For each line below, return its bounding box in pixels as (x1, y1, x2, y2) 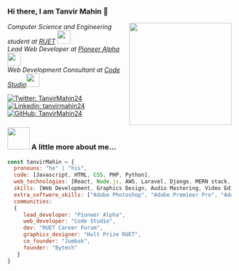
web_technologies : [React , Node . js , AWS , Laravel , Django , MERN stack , (14, 178, 231, 186)
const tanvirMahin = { (7, 158, 75, 166)
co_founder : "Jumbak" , (23, 238, 91, 245)
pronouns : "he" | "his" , (14, 165, 87, 172)
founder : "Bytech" (23, 244, 78, 251)
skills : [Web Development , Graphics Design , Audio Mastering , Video (14, 185, 221, 192)
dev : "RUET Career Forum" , (23, 224, 103, 232)
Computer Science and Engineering (7, 23, 112, 31)
